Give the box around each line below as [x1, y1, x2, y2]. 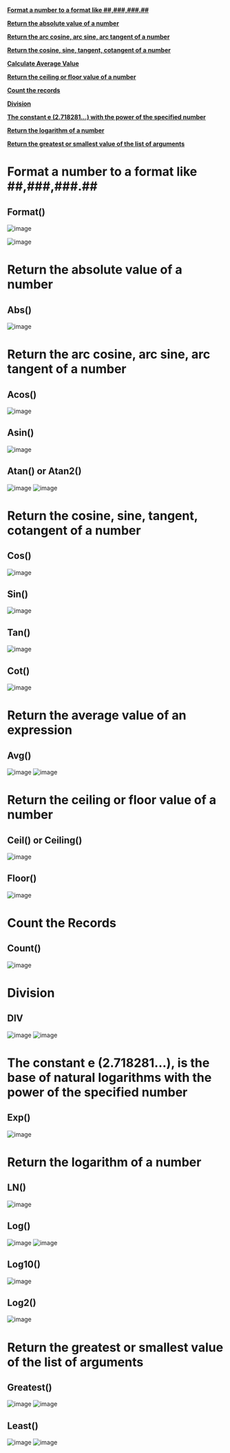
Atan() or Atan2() [7, 466, 82, 477]
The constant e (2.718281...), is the [7, 1055, 210, 1071]
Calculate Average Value [7, 59, 79, 68]
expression [7, 722, 72, 738]
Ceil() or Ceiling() [7, 834, 83, 846]
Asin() [7, 427, 34, 439]
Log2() [7, 1297, 36, 1309]
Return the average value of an [7, 707, 187, 723]
